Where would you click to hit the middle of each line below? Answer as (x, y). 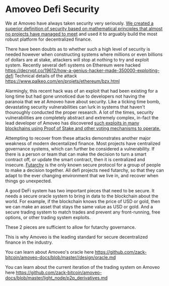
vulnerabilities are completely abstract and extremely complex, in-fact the (82, 117)
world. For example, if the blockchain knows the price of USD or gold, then (83, 201)
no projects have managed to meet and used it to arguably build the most (81, 34)
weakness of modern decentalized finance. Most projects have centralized (83, 143)
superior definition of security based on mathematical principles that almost (84, 28)
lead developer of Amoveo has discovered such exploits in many (72, 123)
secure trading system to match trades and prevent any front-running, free (83, 212)
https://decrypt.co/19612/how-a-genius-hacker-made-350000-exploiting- (82, 70)
